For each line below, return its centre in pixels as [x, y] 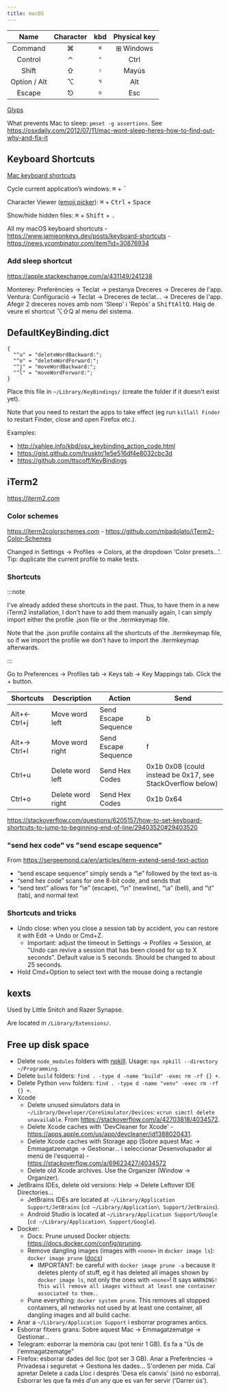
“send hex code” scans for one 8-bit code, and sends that [99, 881]
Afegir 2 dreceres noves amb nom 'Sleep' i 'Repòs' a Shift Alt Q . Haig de [111, 304]
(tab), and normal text [48, 895]
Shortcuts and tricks [42, 913]
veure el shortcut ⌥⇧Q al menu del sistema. [70, 311]
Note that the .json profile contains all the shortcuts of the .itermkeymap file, [115, 632]
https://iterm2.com [34, 499]
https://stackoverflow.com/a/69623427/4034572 [97, 1163]
